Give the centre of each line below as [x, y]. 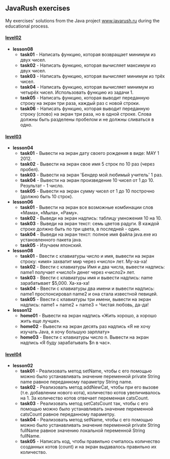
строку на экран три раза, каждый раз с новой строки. [80, 103]
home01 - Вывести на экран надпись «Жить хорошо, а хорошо [88, 316]
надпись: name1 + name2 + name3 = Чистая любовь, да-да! [84, 305]
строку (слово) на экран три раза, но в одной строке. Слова [86, 114]
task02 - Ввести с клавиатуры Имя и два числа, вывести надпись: [92, 267]
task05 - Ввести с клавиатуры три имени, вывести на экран [86, 300]
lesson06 [23, 202]
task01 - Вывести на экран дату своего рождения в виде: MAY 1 [90, 153]
